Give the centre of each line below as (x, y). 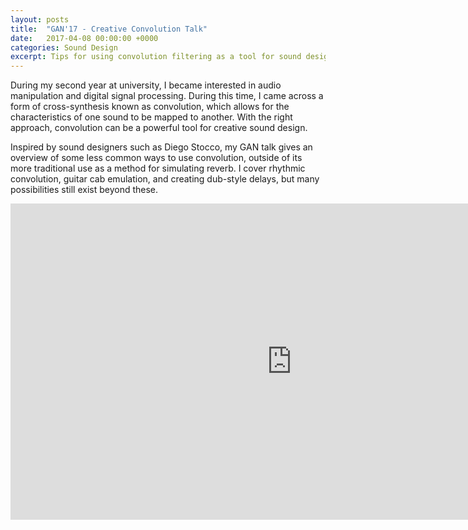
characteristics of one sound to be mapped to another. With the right (151, 117)
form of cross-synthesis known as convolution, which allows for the (150, 107)
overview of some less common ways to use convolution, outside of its (156, 158)
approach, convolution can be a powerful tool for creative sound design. (159, 128)
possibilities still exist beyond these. (84, 190)
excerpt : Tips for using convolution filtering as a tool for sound (156, 57)
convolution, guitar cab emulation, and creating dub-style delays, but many (165, 179)
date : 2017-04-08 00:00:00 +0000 (84, 38)
